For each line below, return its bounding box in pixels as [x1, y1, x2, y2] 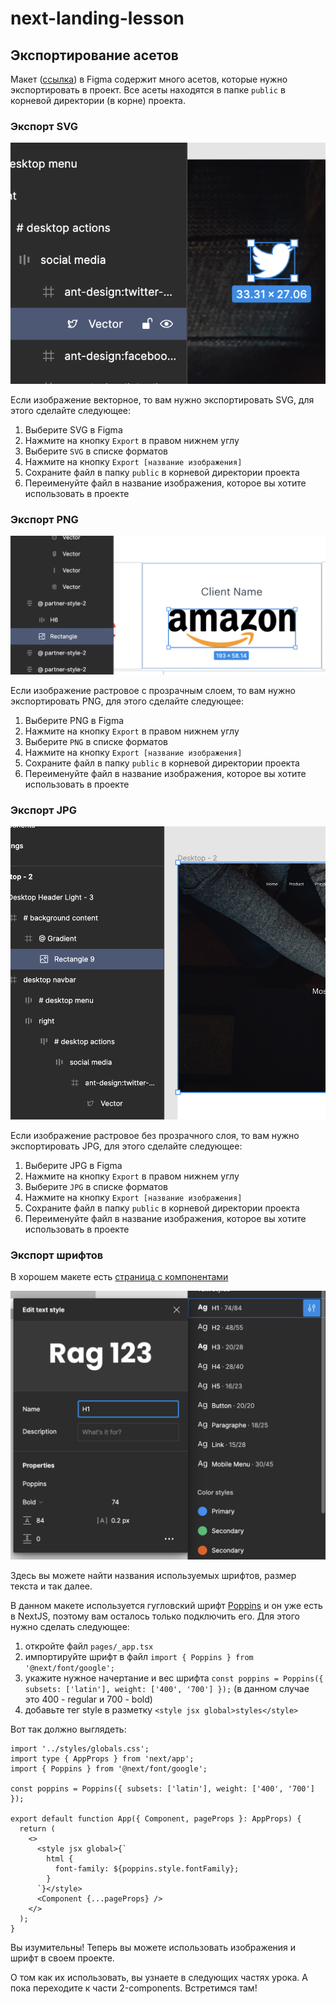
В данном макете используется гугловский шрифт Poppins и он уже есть [10, 1600, 323, 1612]
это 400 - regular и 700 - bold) [24, 1693, 153, 1706]
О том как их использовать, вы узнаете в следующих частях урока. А [10, 1972, 308, 1984]
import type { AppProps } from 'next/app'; [10, 1754, 195, 1764]
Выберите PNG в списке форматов [24, 735, 168, 747]
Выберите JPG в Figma [24, 1159, 123, 1171]
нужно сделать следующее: [10, 1621, 130, 1633]
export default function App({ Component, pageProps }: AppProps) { [10, 1814, 302, 1824]
